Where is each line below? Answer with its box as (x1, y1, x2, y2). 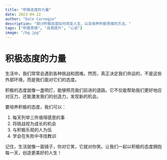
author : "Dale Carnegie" (5, 16, 57, 21)
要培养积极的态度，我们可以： (5, 104, 66, 109)
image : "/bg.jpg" (5, 30, 41, 35)
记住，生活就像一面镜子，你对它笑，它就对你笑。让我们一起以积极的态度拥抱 (5, 143, 162, 149)
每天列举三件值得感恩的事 (12, 114, 65, 120)
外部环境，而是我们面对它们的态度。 (5, 76, 80, 82)
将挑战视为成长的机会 (12, 120, 56, 126)
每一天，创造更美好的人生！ (5, 150, 62, 156)
